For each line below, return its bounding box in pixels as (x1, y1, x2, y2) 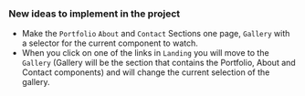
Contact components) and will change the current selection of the (21, 67, 270, 78)
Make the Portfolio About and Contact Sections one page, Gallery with (21, 28, 290, 39)
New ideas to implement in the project (8, 7, 181, 20)
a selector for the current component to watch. (21, 37, 198, 48)
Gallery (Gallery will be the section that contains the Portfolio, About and (21, 58, 296, 69)
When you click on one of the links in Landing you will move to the (21, 48, 270, 59)
